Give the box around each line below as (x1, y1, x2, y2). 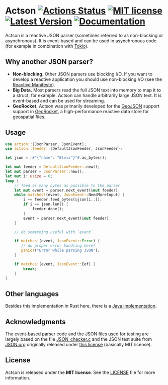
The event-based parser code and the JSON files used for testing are (5, 331, 149, 337)
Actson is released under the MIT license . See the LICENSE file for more (5, 369, 155, 375)
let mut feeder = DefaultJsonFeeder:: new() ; (5, 164, 100, 169)
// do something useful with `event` (14, 229, 94, 235)
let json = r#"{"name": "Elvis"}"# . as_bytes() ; (5, 155, 107, 160)
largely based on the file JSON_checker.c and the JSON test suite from (5, 336, 152, 342)
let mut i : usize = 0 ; (5, 173, 53, 178)
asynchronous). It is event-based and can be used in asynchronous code (5, 38, 157, 44)
